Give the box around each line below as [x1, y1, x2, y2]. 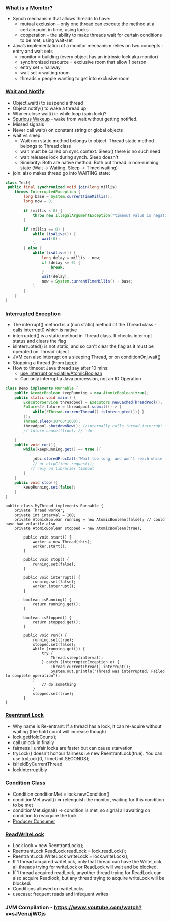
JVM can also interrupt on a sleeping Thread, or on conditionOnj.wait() [12, 354, 161, 360]
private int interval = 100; [14, 513, 76, 518]
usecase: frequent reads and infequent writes [12, 891, 108, 897]
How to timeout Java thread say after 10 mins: [12, 365, 109, 371]
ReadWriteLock [5, 831, 44, 838]
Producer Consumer [12, 818, 55, 824]
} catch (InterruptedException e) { [41, 660, 120, 665]
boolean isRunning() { [23, 597, 72, 603]
